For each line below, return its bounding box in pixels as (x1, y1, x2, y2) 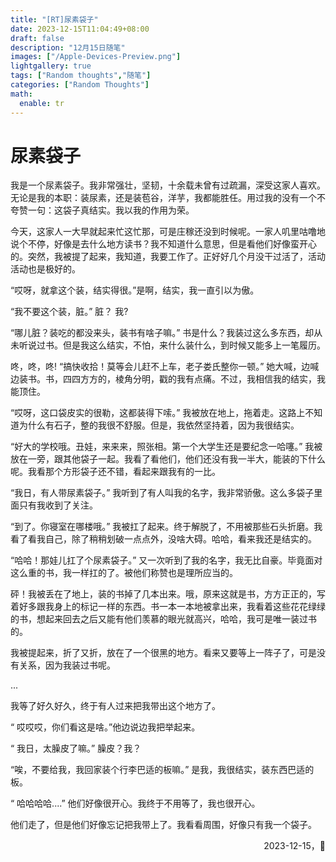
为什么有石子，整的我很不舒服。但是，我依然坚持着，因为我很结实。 (18, 419, 300, 431)
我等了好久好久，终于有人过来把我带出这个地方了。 (10, 700, 221, 712)
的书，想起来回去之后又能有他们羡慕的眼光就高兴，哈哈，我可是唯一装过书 (10, 613, 317, 625)
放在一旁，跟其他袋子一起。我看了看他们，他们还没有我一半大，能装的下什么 (10, 453, 326, 465)
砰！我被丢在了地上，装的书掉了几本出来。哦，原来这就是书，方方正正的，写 (10, 588, 326, 600)
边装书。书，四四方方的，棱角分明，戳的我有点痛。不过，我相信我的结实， (10, 373, 317, 385)
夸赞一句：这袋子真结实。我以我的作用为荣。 (10, 204, 195, 216)
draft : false (10, 33, 65, 43)
